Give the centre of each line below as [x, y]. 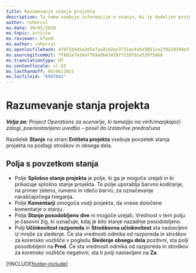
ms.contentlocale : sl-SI [36, 66]
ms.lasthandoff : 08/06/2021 [40, 71]
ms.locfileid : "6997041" [36, 77]
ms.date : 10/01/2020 [31, 28]
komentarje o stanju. [39, 209]
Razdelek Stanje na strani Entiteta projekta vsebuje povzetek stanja [88, 139]
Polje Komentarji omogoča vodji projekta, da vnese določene [88, 203]
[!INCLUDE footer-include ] [37, 264]
